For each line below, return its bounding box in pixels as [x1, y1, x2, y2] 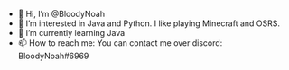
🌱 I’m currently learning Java [17, 28, 126, 38]
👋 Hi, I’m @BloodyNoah [17, 9, 106, 19]
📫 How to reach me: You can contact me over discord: [17, 38, 223, 48]
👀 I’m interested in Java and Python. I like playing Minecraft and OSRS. [17, 18, 281, 29]
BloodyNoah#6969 [17, 50, 89, 61]
